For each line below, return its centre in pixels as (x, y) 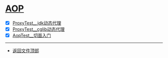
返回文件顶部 (25, 51)
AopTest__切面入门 (32, 36)
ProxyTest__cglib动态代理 (38, 29)
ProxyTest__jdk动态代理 (37, 23)
